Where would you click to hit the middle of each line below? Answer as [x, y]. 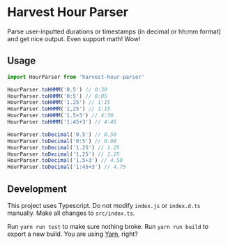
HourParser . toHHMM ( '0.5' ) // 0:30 [58, 89]
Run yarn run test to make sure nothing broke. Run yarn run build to [108, 226]
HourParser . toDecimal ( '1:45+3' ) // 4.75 [67, 167]
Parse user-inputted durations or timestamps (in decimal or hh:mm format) [114, 31]
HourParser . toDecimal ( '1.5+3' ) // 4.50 [65, 161]
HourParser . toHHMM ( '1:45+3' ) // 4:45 [62, 122]
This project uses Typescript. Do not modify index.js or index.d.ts [104, 205]
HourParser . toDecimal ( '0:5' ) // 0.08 [62, 141]
